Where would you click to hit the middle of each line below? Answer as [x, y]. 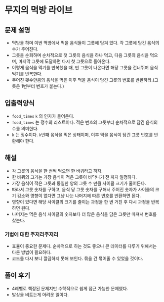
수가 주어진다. [25, 49]
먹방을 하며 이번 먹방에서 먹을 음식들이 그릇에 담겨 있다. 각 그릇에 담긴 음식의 [85, 43]
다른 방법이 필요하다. [32, 252]
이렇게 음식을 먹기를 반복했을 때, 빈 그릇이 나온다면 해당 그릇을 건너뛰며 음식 [85, 68]
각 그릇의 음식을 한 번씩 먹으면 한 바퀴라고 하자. [57, 171]
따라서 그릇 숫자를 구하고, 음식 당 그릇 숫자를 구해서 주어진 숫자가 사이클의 [83, 189]
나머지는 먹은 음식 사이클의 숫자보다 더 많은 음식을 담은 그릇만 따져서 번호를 [84, 214]
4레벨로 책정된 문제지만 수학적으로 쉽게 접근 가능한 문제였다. [70, 288]
